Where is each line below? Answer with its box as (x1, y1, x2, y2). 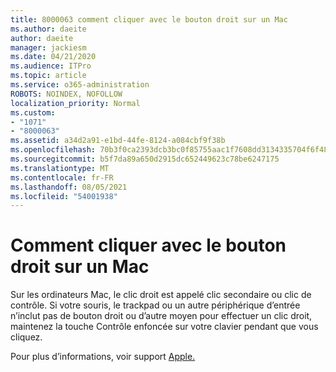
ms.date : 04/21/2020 (10, 52, 97, 62)
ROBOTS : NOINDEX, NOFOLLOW (10, 89, 123, 99)
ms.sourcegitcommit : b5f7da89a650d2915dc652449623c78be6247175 (10, 154, 280, 164)
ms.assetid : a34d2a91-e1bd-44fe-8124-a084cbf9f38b (10, 136, 226, 146)
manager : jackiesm (10, 42, 87, 53)
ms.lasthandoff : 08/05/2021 (10, 182, 128, 192)
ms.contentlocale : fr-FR (10, 172, 114, 183)
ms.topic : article (10, 71, 87, 81)
